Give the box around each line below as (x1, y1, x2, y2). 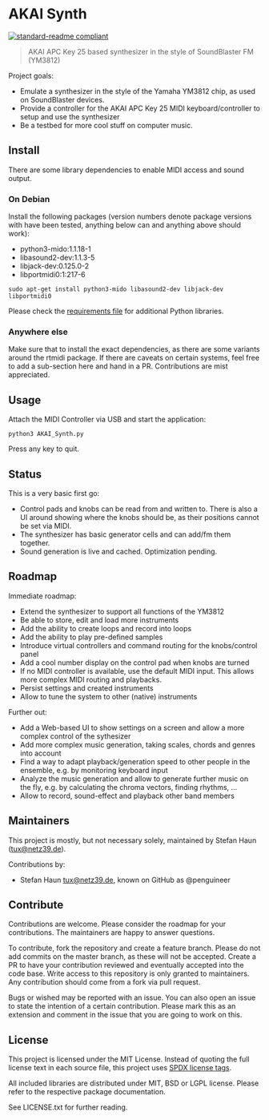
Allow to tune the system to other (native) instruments (19, 691, 198, 701)
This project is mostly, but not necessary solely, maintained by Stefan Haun (8, 835, 257, 845)
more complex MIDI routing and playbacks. (19, 675, 163, 684)
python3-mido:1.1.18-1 (19, 244, 91, 254)
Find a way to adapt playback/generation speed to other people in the (19, 756, 251, 766)
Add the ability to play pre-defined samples (19, 632, 163, 642)
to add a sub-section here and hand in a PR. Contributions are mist (8, 361, 228, 371)
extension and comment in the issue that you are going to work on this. (8, 1010, 243, 1020)
